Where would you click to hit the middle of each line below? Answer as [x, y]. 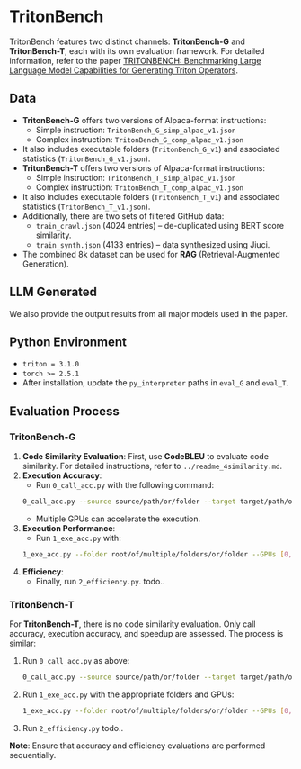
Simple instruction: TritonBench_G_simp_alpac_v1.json [136, 130]
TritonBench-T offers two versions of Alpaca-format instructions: [144, 167]
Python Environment [68, 342]
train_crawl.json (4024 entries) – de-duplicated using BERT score [160, 225]
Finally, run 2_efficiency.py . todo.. [100, 581]
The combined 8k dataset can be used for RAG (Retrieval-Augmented [151, 254]
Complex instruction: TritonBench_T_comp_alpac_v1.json [140, 187]
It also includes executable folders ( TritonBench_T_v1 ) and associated [151, 196]
